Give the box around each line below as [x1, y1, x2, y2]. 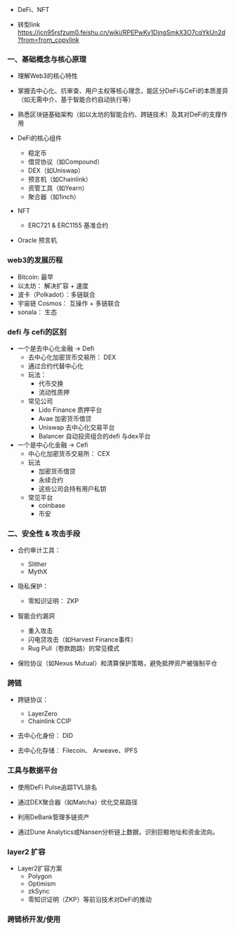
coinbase [38, 501, 65, 509]
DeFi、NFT [17, 6, 50, 13]
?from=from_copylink [17, 36, 79, 43]
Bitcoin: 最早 [17, 272, 54, 281]
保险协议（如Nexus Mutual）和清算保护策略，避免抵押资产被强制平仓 [17, 659, 217, 668]
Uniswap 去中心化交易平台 [38, 423, 115, 431]
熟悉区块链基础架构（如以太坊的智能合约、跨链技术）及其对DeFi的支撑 [17, 110, 222, 119]
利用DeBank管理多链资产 [17, 812, 90, 821]
